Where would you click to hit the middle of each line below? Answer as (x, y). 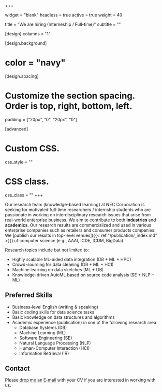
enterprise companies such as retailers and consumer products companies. (80, 230)
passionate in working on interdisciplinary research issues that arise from (78, 214)
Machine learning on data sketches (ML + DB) (58, 269)
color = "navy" (35, 63)
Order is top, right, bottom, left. (69, 106)
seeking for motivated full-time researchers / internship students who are (78, 210)
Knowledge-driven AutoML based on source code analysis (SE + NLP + (83, 275)
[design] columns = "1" (28, 34)
